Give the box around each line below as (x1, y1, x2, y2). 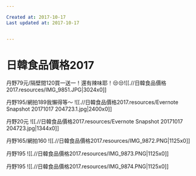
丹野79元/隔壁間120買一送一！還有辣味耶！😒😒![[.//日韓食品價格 (6, 79, 167, 86)
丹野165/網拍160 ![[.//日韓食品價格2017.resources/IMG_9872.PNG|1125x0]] (6, 137, 191, 145)
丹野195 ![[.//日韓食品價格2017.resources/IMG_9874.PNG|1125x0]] (6, 163, 169, 170)
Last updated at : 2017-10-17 (6, 19, 80, 26)
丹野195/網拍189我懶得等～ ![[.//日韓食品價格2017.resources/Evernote (6, 99, 179, 106)
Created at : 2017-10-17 (6, 14, 66, 20)
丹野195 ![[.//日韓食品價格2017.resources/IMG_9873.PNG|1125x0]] (6, 150, 169, 157)
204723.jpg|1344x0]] (6, 125, 59, 132)
